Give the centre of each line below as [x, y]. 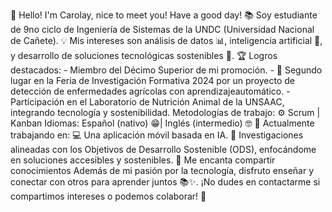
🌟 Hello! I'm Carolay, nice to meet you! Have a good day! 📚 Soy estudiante [164, 15]
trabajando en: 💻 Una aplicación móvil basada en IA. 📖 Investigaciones [157, 135]
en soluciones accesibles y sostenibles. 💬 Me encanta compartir [143, 160]
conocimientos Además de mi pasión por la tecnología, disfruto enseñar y [162, 170]
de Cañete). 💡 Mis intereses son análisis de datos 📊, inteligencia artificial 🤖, [166, 40]
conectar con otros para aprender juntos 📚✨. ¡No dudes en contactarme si [165, 182]
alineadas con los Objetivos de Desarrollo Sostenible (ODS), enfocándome [163, 149]
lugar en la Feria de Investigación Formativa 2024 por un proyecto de [153, 80]
